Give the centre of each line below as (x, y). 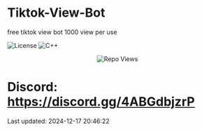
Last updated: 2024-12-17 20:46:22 (58, 121)
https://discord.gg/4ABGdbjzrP (101, 102)
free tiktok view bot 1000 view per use (62, 32)
